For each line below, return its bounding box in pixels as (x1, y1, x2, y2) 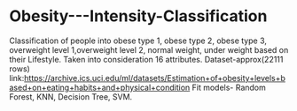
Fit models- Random (191, 82, 266, 92)
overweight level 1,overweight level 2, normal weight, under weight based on (9, 44, 289, 55)
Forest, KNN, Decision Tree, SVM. (9, 91, 133, 102)
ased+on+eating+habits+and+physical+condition (9, 82, 191, 92)
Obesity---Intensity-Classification (9, 6, 268, 26)
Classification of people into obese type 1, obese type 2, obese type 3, (9, 35, 268, 46)
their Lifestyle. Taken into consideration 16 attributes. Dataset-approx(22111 (9, 54, 284, 64)
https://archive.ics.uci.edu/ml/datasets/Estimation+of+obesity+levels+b (23, 72, 286, 83)
